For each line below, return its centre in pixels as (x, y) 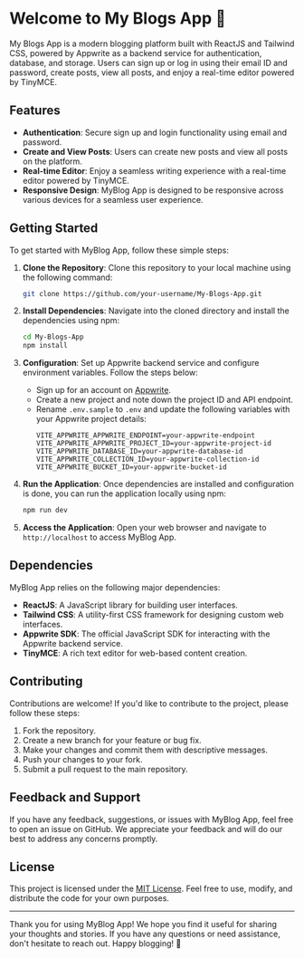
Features (35, 111)
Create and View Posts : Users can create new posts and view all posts (155, 151)
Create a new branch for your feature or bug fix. (112, 740)
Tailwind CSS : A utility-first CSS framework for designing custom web (153, 614)
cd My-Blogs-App (53, 337)
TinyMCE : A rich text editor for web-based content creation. (135, 653)
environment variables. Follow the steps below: (110, 373)
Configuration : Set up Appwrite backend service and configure (141, 363)
